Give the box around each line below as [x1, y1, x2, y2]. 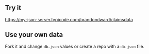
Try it [5, 4, 21, 12]
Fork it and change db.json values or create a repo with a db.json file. [5, 43, 145, 49]
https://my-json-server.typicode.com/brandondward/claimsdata [5, 16, 133, 22]
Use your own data [5, 31, 63, 39]
